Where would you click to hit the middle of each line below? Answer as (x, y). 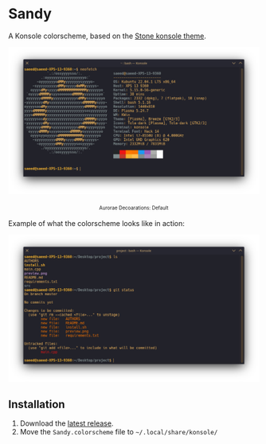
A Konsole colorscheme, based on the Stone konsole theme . (108, 36)
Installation (37, 404)
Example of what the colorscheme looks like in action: (97, 224)
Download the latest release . (66, 423)
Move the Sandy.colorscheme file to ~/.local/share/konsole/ (119, 432)
